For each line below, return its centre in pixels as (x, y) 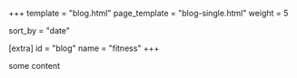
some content (35, 66)
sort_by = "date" (39, 30)
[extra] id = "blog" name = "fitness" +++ (84, 48)
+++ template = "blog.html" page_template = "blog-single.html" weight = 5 (148, 13)
